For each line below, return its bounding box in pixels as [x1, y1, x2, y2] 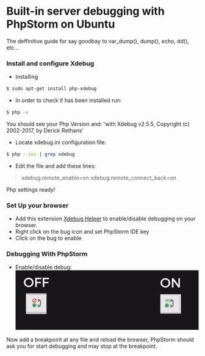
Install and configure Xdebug [6, 59, 95, 68]
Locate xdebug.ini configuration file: [15, 139, 107, 146]
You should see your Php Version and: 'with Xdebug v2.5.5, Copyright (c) [6, 120, 190, 128]
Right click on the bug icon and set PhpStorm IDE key [15, 228, 149, 236]
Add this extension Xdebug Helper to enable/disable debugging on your [15, 215, 196, 222]
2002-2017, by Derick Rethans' [6, 126, 84, 134]
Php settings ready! [6, 186, 56, 193]
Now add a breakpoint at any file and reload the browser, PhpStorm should [6, 336, 194, 343]
